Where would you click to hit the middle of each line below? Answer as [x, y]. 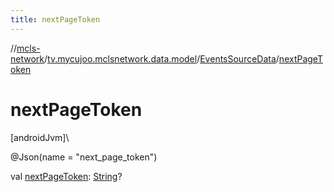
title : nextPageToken [55, 19]
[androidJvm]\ [40, 137]
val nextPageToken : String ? [66, 176]
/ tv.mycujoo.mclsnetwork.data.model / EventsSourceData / [162, 58]
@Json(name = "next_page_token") [84, 157]
